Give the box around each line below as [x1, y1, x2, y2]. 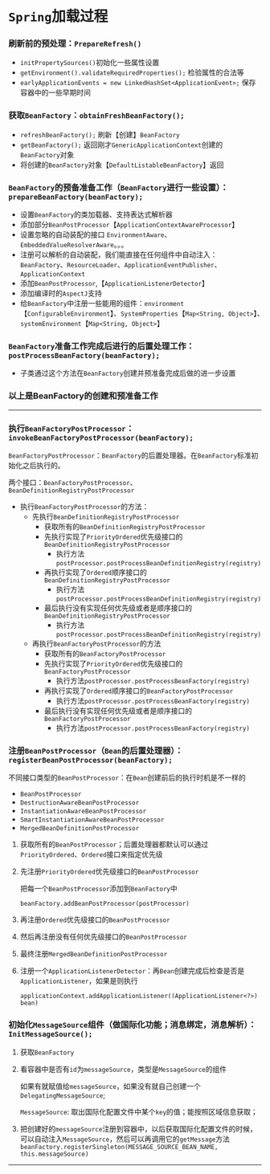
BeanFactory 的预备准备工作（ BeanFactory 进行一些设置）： [8, 181, 229, 193]
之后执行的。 [22, 460, 65, 470]
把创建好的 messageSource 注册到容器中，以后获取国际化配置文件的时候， [19, 1123, 257, 1133]
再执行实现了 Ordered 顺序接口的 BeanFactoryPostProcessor [43, 686, 234, 695]
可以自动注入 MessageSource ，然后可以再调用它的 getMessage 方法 [19, 1134, 231, 1143]
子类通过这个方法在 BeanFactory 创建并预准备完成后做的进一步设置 [19, 369, 236, 378]
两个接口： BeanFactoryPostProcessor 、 [8, 477, 137, 487]
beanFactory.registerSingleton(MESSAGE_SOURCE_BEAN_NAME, [19, 1143, 219, 1151]
